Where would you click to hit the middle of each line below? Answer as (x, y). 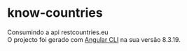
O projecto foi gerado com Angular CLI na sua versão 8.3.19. (94, 39)
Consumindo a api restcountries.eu (58, 32)
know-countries (55, 13)
